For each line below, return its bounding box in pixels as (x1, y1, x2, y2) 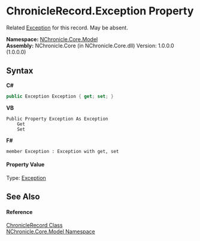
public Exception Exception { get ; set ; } (6, 93, 114, 100)
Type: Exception (6, 174, 46, 181)
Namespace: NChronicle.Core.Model (6, 35, 98, 43)
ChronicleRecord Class (6, 222, 63, 229)
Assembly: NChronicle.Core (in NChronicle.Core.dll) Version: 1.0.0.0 (6, 42, 175, 49)
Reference (6, 208, 33, 215)
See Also (6, 192, 40, 202)
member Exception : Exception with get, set (6, 148, 119, 154)
